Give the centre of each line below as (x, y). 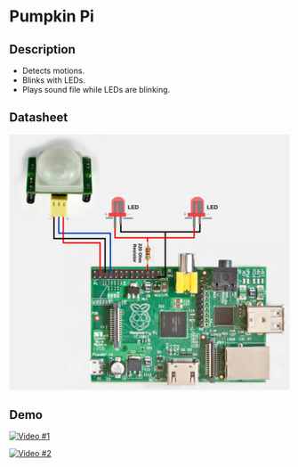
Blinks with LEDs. (54, 80)
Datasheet (39, 118)
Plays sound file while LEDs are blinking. (96, 90)
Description (42, 49)
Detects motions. (53, 70)
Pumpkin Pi (52, 16)
